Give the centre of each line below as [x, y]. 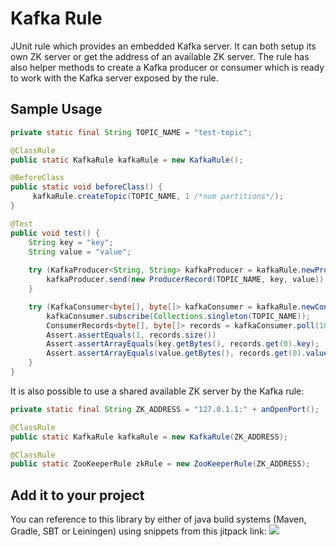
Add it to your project [77, 495]
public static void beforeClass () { [86, 187]
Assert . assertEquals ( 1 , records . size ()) [131, 335]
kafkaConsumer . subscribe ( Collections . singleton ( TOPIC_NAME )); [178, 316]
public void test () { [55, 233]
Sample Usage [56, 109]
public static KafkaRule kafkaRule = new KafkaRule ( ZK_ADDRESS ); [149, 437]
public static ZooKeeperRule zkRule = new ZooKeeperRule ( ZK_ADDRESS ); [160, 464]
